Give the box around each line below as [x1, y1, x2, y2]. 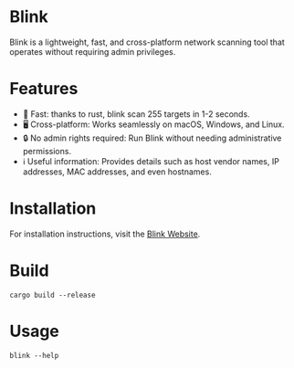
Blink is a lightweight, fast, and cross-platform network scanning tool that [9, 37, 285, 47]
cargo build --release [9, 290, 96, 300]
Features [9, 79, 79, 100]
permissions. [22, 145, 71, 156]
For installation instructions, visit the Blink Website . [9, 228, 201, 239]
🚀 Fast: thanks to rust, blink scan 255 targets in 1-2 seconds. [22, 108, 250, 120]
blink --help [9, 351, 59, 360]
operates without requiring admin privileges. [9, 46, 176, 57]
